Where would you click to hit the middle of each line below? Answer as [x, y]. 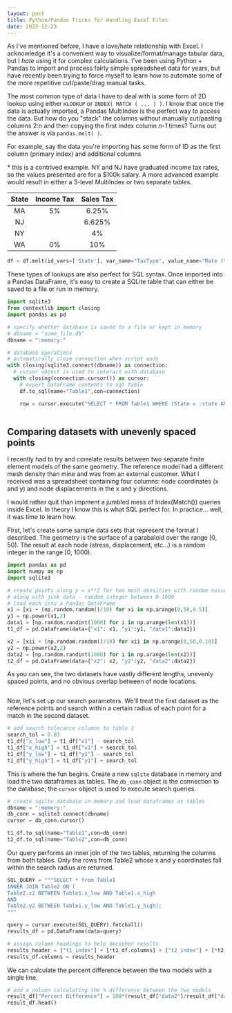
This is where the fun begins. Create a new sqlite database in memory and [115, 774]
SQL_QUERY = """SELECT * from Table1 [61, 880]
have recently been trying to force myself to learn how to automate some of [115, 76]
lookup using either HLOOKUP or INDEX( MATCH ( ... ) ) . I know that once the [116, 104]
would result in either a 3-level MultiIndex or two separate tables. [99, 182]
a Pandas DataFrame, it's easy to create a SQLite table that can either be [110, 282]
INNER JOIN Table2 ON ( [41, 887]
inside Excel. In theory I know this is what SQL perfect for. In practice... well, [115, 509]
